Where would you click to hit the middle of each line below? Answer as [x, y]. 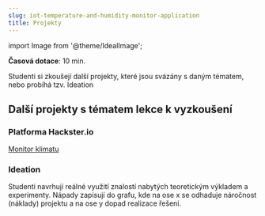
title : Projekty [35, 23]
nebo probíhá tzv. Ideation [51, 85]
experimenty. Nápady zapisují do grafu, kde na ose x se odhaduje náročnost [132, 195]
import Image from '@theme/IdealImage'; [75, 45]
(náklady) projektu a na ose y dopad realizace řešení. [95, 203]
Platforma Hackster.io [51, 131]
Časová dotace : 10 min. [47, 61]
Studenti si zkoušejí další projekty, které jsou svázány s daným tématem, [126, 76]
